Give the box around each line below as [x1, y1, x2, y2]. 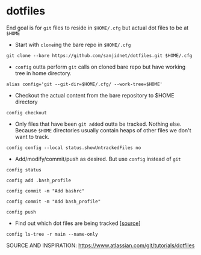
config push [6, 209, 36, 215]
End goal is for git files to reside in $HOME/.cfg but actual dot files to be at [6, 24, 189, 31]
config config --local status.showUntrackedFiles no [6, 144, 141, 151]
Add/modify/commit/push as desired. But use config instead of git [14, 155, 182, 162]
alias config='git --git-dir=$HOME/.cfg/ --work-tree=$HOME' [6, 81, 163, 87]
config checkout [6, 109, 47, 115]
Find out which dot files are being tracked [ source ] [14, 220, 141, 227]
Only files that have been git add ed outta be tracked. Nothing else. [14, 120, 182, 127]
